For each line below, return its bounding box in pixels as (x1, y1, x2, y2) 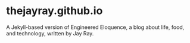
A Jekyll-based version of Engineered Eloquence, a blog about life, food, (6, 24, 185, 31)
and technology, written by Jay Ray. (6, 29, 94, 37)
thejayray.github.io (6, 4, 103, 18)
